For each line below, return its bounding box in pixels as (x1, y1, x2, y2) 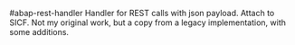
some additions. (9, 27, 70, 37)
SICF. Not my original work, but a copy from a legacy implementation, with (9, 17, 287, 28)
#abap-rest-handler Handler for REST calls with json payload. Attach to (9, 8, 275, 18)
